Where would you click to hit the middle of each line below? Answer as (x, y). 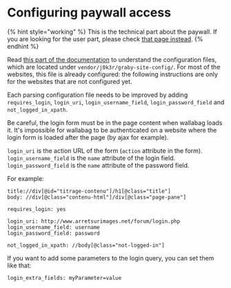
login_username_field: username (53, 227)
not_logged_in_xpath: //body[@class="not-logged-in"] (86, 245)
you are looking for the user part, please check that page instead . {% (105, 38)
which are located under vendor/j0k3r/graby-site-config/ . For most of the (114, 67)
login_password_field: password (53, 233)
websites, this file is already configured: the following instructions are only (113, 74)
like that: (19, 265)
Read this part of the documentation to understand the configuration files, (112, 59)
